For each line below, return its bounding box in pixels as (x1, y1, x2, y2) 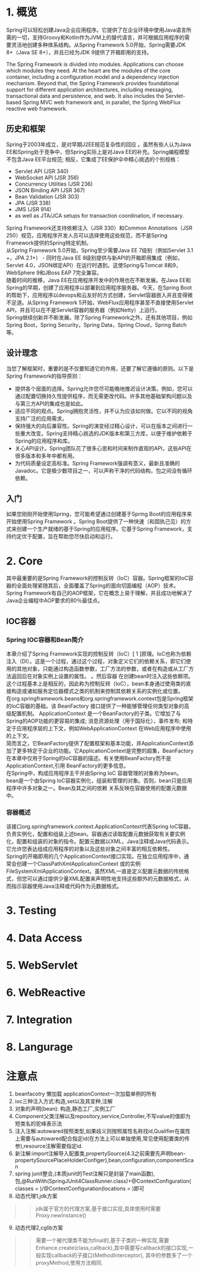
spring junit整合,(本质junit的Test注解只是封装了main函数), (14, 1170, 155, 1177)
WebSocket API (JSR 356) (14, 174, 79, 181)
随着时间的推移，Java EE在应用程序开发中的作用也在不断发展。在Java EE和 (6, 276, 192, 283)
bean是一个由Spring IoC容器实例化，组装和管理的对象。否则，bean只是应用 (6, 777, 192, 784)
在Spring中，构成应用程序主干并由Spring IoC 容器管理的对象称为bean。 (6, 770, 182, 776)
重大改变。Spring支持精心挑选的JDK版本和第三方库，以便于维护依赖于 (20, 430, 193, 437)
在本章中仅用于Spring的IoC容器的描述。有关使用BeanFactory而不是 (6, 755, 171, 761)
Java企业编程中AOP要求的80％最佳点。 (6, 597, 103, 604)
